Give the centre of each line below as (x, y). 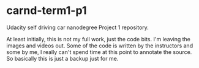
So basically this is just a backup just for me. (62, 58)
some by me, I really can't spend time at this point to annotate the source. (99, 52)
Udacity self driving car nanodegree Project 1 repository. (77, 27)
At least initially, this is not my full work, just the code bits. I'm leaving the (99, 39)
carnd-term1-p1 (47, 11)
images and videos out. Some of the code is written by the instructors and (100, 46)
